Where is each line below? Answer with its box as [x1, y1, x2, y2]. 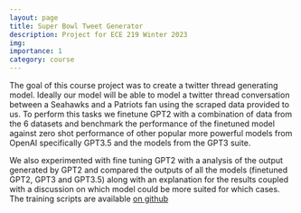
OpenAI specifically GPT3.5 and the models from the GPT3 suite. [9, 137, 251, 148]
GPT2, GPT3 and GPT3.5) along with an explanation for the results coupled [9, 174, 289, 185]
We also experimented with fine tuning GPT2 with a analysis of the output [9, 155, 283, 165]
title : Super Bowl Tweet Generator [9, 22, 144, 31]
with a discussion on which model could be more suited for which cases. [9, 184, 280, 194]
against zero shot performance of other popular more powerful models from [9, 128, 293, 138]
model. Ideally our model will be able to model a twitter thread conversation [9, 89, 290, 100]
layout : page [9, 13, 59, 23]
